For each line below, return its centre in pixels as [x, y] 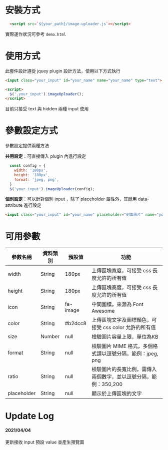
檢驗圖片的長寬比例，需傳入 [124, 369]
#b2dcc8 [75, 324]
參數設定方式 [32, 131]
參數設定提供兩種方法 [27, 146]
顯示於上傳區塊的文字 [117, 394]
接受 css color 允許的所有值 [124, 328]
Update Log [30, 416]
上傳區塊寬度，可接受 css [121, 271]
